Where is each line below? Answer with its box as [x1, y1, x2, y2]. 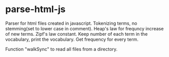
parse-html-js [5, 4, 66, 15]
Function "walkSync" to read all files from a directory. [5, 46, 118, 52]
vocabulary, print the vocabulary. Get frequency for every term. [5, 36, 139, 42]
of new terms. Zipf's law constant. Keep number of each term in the [5, 31, 148, 37]
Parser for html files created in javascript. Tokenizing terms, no [5, 20, 137, 26]
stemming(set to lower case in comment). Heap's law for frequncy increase [5, 25, 164, 31]
